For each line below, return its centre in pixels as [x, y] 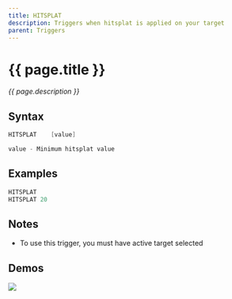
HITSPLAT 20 [28, 199]
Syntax [26, 116]
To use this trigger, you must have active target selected [111, 243]
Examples [33, 174]
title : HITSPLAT [35, 15]
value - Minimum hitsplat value [61, 149]
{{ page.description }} [44, 91]
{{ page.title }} [57, 69]
